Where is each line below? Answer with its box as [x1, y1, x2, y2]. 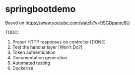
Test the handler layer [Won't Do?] [12, 44, 83, 50]
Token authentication [12, 49, 56, 55]
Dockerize [12, 65, 34, 71]
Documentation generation [12, 54, 67, 60]
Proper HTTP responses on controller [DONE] [12, 38, 106, 45]
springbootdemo [5, 3, 76, 15]
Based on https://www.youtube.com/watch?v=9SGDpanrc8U [5, 20, 130, 26]
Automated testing [12, 60, 51, 66]
